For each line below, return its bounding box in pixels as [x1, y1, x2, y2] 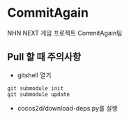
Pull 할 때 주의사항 [7, 51, 82, 63]
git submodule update [7, 90, 70, 98]
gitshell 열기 [17, 71, 52, 79]
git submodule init [7, 85, 64, 92]
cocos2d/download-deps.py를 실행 [17, 104, 118, 112]
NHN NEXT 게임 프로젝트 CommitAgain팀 [7, 29, 123, 37]
